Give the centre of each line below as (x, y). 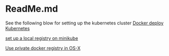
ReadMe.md (32, 9)
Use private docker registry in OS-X (43, 48)
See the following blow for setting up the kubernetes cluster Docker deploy (84, 23)
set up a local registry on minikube (42, 38)
